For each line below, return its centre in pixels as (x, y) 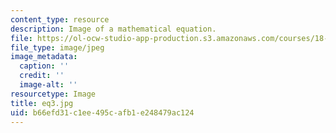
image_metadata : (44, 57)
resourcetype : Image (53, 94)
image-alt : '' (48, 85)
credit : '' (42, 76)
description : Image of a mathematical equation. (113, 29)
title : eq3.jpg (42, 103)
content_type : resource (60, 19)
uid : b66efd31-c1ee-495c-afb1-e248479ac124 (102, 112)
